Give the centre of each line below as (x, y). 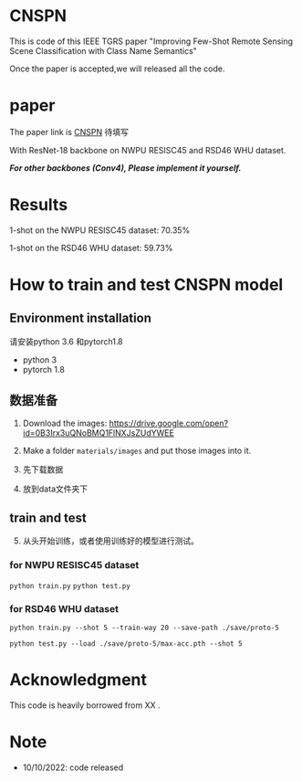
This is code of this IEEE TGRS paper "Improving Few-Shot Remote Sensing (151, 41)
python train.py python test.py (70, 586)
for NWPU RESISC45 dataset (74, 565)
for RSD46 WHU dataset (64, 608)
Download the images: (65, 423)
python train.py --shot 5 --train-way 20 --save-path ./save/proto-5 (145, 628)
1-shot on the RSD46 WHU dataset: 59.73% (91, 248)
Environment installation (81, 318)
